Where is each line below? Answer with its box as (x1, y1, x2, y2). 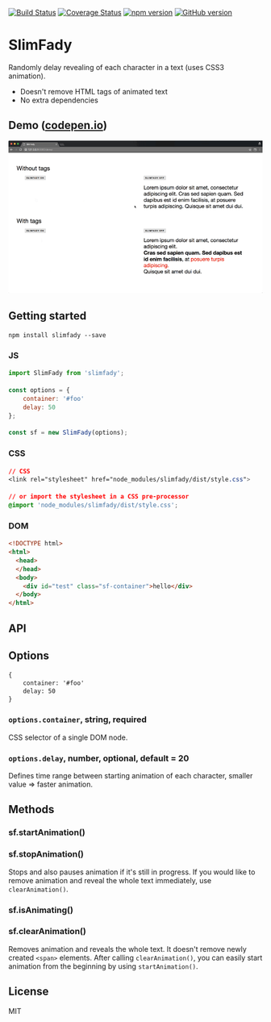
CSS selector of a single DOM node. (8, 732, 128, 742)
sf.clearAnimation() (8, 926, 86, 937)
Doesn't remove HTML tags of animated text (19, 86, 168, 96)
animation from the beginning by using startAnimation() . (8, 961, 198, 971)
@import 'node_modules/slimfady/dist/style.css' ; (8, 501, 179, 510)
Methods (8, 803, 55, 816)
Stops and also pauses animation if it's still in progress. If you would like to (8, 867, 256, 877)
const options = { (8, 386, 70, 394)
